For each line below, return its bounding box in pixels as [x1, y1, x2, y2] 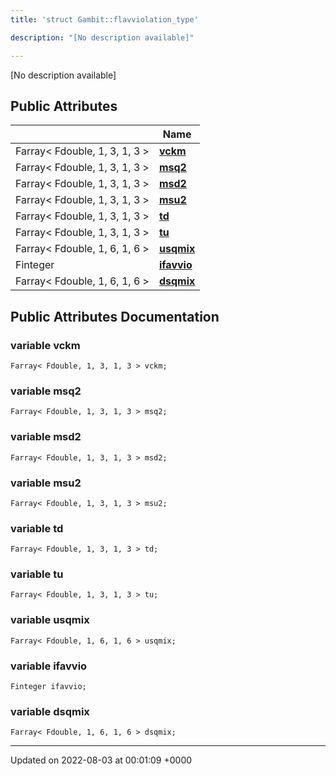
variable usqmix [10, 613, 90, 627]
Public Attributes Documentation [10, 308, 220, 325]
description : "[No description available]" [10, 32, 195, 43]
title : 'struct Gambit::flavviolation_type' [10, 14, 199, 25]
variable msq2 [10, 384, 82, 398]
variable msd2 [10, 430, 82, 444]
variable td [10, 521, 64, 535]
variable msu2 [10, 476, 82, 490]
